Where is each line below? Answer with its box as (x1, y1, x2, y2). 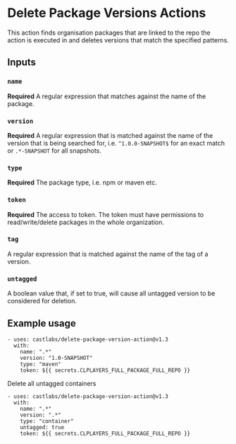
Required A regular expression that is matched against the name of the (7, 131, 213, 139)
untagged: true (20, 423, 65, 431)
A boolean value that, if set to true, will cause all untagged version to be (7, 289, 216, 298)
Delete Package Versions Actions (7, 5, 206, 21)
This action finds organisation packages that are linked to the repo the (7, 28, 211, 37)
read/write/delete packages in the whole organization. (7, 218, 164, 226)
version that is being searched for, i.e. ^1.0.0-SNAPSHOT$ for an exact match (7, 139, 225, 147)
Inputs (7, 57, 37, 69)
